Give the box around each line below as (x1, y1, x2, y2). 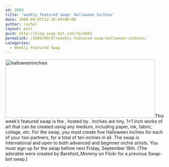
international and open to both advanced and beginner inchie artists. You (5, 140, 158, 146)
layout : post (5, 26, 33, 31)
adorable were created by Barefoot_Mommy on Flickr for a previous (5, 150, 147, 156)
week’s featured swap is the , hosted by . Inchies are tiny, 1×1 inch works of (5, 118, 163, 124)
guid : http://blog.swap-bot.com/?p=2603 (5, 31, 93, 36)
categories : (5, 41, 31, 46)
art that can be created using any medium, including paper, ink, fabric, (5, 123, 153, 129)
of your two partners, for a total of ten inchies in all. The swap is (5, 134, 139, 140)
